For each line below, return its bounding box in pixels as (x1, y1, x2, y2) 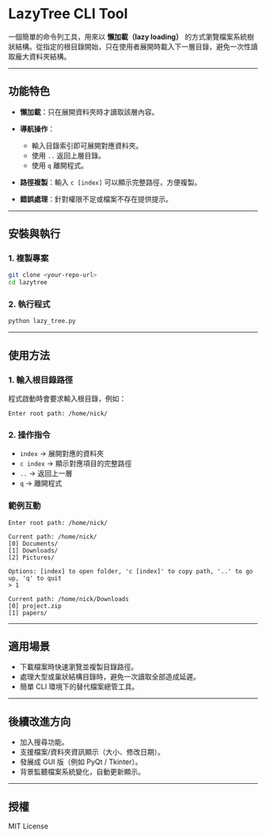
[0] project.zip (8, 602, 62, 610)
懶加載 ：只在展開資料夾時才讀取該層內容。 (19, 107, 159, 116)
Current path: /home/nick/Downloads (8, 595, 129, 603)
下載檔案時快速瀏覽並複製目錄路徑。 (19, 662, 139, 672)
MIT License (8, 821, 49, 831)
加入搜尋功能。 (19, 737, 69, 747)
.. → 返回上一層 (19, 469, 73, 478)
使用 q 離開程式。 (31, 160, 89, 170)
